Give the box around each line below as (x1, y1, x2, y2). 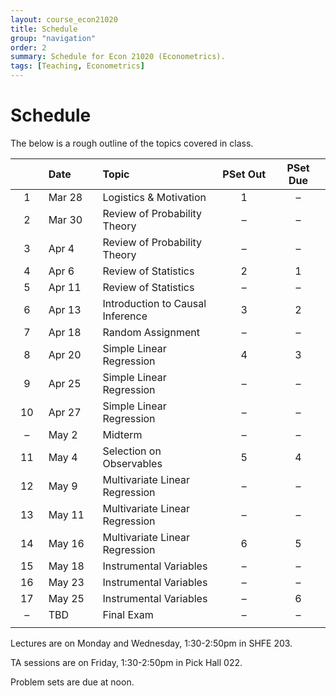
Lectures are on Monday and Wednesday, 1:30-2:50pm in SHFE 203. (10, 637, 293, 649)
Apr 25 (48, 376, 82, 390)
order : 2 (10, 42, 47, 53)
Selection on (102, 444, 162, 458)
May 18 (48, 559, 85, 573)
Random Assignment (102, 325, 200, 339)
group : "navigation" (10, 33, 97, 43)
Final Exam (102, 607, 154, 621)
